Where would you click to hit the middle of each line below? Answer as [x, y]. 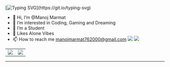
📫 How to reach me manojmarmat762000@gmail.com [69, 39]
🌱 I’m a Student [28, 28]
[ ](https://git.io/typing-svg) [48, 8]
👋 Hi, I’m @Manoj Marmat [39, 17]
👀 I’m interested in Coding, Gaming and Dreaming [64, 23]
